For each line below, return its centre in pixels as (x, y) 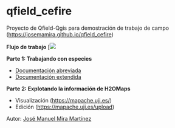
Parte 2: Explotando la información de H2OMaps (68, 89)
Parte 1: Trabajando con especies (49, 58)
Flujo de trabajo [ (28, 47)
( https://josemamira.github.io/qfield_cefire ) (60, 34)
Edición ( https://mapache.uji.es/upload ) (64, 107)
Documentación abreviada (48, 70)
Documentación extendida (48, 76)
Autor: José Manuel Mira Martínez (49, 118)
